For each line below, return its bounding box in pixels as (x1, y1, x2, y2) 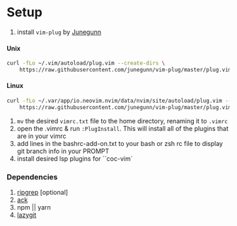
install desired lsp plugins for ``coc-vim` (16, 154, 133, 163)
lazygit (16, 210, 37, 220)
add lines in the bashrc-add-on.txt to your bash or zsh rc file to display (16, 139, 224, 147)
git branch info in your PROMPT (16, 147, 110, 155)
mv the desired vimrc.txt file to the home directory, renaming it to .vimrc (16, 116, 228, 125)
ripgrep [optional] (16, 188, 69, 197)
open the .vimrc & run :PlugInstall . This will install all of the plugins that (16, 124, 229, 132)
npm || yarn (16, 203, 51, 212)
